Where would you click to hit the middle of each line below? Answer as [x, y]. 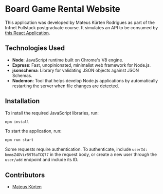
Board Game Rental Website [63, 9]
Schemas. [22, 75]
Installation [22, 101]
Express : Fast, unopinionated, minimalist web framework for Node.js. [81, 65]
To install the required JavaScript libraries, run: [52, 113]
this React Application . [27, 33]
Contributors [25, 175]
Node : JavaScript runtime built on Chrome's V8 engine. [68, 60]
